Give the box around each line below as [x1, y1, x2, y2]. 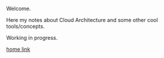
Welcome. [6, 5, 31, 12]
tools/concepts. [6, 23, 45, 30]
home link [6, 46, 31, 53]
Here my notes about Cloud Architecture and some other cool [6, 17, 159, 23]
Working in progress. [6, 34, 58, 41]
